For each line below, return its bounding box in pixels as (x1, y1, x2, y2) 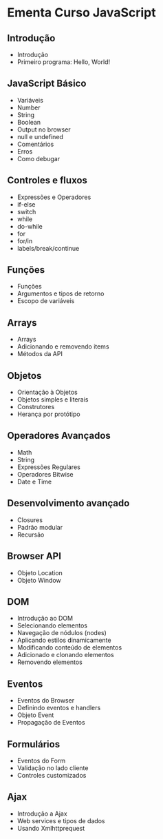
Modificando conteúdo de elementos (17, 643, 122, 652)
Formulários (7, 738, 61, 750)
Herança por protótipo (17, 410, 80, 418)
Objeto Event (17, 711, 54, 719)
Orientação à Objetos (17, 388, 78, 397)
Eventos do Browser (17, 696, 74, 705)
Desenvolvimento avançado (7, 497, 130, 509)
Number (17, 103, 41, 112)
